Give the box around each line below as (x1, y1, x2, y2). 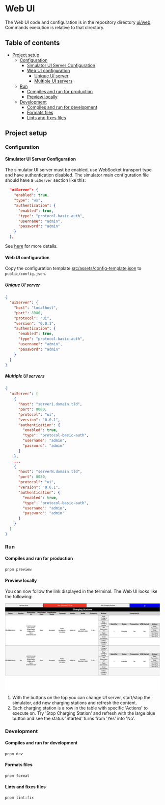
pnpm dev (5, 751, 23, 756)
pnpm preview (5, 567, 32, 572)
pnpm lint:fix (5, 795, 34, 801)
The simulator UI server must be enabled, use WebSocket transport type (5, 167, 152, 173)
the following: (5, 594, 33, 600)
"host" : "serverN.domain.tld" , (18, 469, 82, 474)
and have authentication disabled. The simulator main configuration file (5, 172, 149, 178)
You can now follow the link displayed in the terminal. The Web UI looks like (5, 588, 158, 594)
